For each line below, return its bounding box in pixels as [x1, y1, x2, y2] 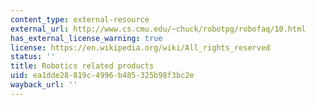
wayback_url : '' [10, 80, 78, 90]
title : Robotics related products [10, 61, 155, 71]
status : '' [10, 52, 56, 62]
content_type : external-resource [10, 14, 150, 25]
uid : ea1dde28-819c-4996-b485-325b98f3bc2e [10, 71, 195, 81]
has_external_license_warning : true [10, 33, 163, 43]
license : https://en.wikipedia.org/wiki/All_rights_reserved [10, 42, 271, 53]
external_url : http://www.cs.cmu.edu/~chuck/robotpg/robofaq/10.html [10, 24, 307, 34]
